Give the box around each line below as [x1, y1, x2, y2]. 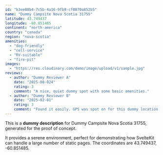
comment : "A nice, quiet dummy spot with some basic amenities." [14, 89, 150, 94]
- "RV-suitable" [9, 52, 42, 58]
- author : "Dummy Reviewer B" [9, 93, 71, 98]
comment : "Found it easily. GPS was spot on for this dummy [14, 107, 139, 112]
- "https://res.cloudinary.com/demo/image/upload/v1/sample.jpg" [9, 66, 145, 71]
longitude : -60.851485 [5, 20, 51, 26]
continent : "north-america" [5, 25, 62, 30]
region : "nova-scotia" [5, 35, 51, 39]
